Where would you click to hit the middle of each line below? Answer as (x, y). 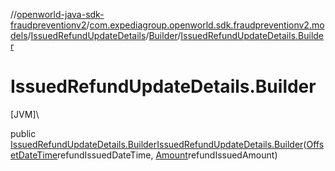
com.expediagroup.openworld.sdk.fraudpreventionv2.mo (207, 25)
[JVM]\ (25, 114)
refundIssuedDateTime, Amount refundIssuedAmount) (167, 155)
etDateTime (34, 155)
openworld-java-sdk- (60, 14)
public (23, 133)
